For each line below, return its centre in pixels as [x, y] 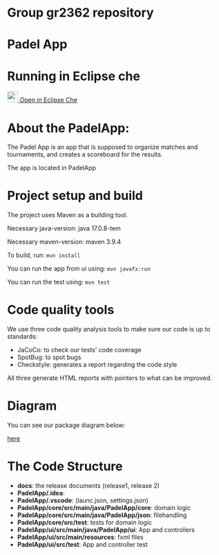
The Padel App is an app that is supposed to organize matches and [103, 147]
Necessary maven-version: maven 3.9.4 [64, 242]
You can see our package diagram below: [66, 425]
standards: [22, 336]
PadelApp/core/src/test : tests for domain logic [85, 522]
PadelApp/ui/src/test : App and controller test [83, 544]
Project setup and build [75, 196]
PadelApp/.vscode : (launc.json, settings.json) [83, 500]
